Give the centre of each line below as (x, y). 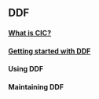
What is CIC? (30, 33)
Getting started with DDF (49, 51)
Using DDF (26, 69)
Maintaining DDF (36, 86)
